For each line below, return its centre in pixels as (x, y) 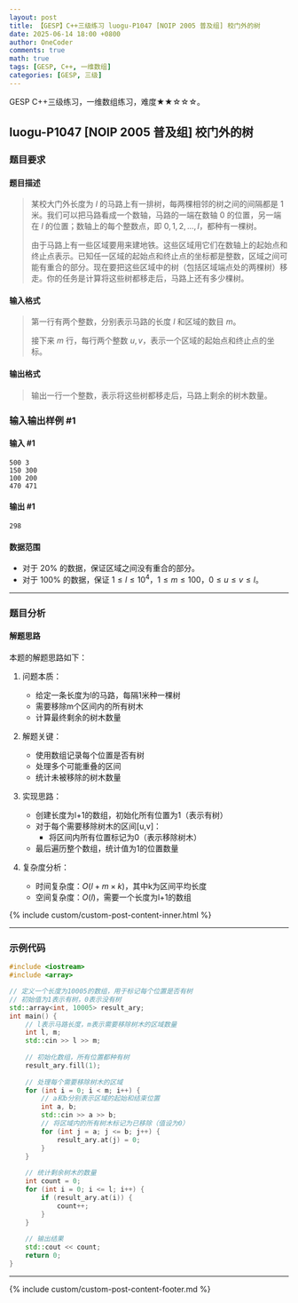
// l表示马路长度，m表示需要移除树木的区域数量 (101, 1024)
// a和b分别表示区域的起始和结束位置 (101, 1099)
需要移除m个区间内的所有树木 (89, 706)
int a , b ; (59, 1107)
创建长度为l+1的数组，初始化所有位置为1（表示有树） (131, 814)
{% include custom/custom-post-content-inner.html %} (110, 915)
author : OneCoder (41, 42)
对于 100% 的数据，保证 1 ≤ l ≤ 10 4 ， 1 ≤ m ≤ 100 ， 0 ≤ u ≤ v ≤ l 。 (142, 579)
